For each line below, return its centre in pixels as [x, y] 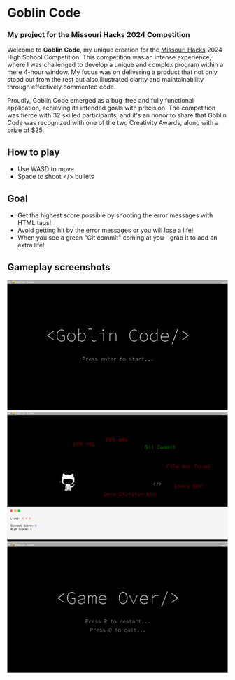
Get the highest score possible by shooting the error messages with [115, 215]
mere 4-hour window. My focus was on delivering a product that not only [113, 72]
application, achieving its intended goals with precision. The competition [112, 108]
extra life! [31, 245]
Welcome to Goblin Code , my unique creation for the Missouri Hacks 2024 [115, 50]
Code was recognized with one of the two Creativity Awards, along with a [113, 123]
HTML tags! [34, 223]
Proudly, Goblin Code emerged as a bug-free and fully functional [101, 101]
